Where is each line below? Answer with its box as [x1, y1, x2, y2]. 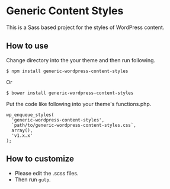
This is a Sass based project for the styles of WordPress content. [6, 24, 165, 31]
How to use [6, 41, 49, 51]
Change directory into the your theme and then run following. [6, 56, 156, 63]
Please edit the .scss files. [14, 169, 79, 177]
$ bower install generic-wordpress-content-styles [6, 90, 134, 96]
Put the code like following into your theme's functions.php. [6, 100, 152, 107]
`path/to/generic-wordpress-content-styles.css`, [11, 122, 136, 128]
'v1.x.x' [11, 132, 33, 139]
